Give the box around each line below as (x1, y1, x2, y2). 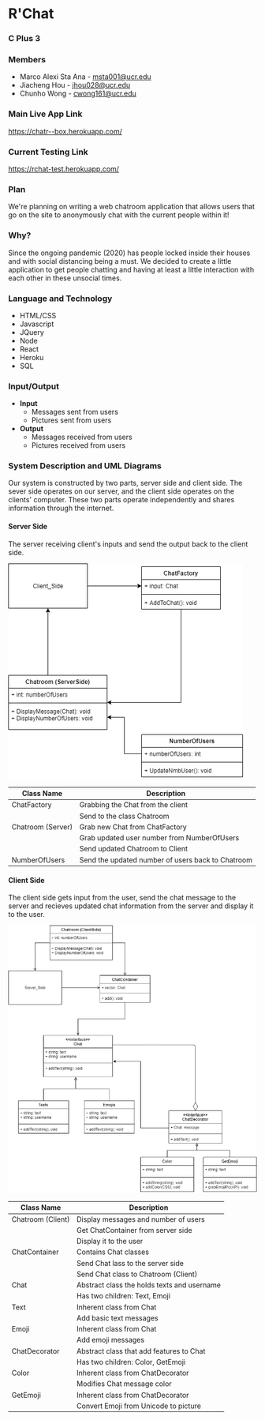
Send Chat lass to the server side (76, 1258, 184, 1268)
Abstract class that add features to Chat (76, 1346, 206, 1355)
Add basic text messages (76, 1313, 159, 1323)
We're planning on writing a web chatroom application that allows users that (8, 202, 255, 212)
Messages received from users (31, 432, 132, 442)
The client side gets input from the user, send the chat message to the (8, 893, 237, 903)
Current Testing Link (8, 146, 88, 157)
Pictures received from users (31, 441, 126, 450)
